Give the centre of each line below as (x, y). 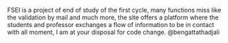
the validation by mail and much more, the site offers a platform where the (113, 17)
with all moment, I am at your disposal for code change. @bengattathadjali (114, 32)
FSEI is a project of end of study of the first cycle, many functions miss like (114, 10)
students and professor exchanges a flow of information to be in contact (111, 25)
